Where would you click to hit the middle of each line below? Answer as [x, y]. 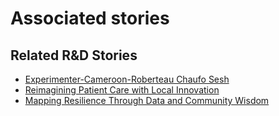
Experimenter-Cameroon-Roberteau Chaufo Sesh [127, 79]
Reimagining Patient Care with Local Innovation [122, 90]
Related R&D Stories [74, 55]
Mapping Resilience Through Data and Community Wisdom [147, 100]
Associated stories [90, 18]
